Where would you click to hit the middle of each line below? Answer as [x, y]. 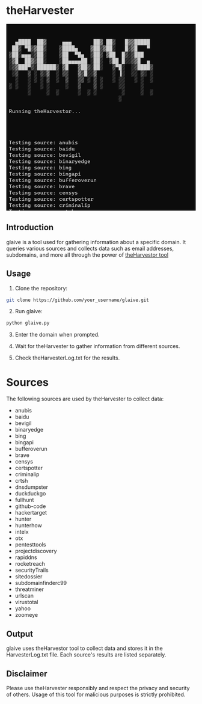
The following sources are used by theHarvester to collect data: [85, 399]
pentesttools [30, 545]
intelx [22, 532]
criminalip [27, 474]
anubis [23, 411]
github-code [30, 506]
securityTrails [32, 570]
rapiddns [26, 557]
